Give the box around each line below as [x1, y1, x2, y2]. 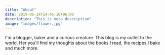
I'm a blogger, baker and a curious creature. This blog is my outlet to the [5, 35, 152, 41]
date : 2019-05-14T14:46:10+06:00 [5, 12, 74, 17]
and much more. [5, 45, 39, 51]
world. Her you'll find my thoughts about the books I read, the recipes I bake [5, 40, 161, 46]
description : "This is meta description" [5, 16, 92, 21]
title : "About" [5, 7, 37, 12]
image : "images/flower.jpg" [5, 21, 63, 26]
